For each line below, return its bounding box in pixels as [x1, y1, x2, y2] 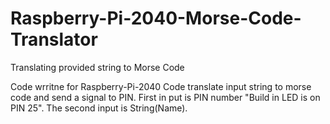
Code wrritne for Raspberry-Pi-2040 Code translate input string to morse [10, 80, 312, 92]
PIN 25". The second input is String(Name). [10, 102, 188, 114]
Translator [10, 28, 98, 51]
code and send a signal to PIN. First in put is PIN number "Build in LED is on [10, 91, 321, 103]
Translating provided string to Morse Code [10, 61, 185, 73]
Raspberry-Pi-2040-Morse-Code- [10, 7, 302, 30]
